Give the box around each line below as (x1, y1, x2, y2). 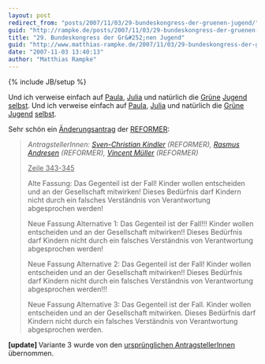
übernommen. (8, 348, 54, 358)
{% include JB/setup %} (8, 76, 87, 87)
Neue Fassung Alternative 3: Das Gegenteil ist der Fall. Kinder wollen (27, 299, 252, 309)
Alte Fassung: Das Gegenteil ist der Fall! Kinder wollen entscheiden (27, 178, 246, 188)
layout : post (8, 11, 51, 20)
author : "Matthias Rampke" (8, 56, 97, 64)
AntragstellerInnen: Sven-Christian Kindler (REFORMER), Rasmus (27, 139, 241, 149)
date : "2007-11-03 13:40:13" (8, 48, 104, 56)
